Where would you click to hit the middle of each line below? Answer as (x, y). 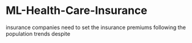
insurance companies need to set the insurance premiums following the (96, 27)
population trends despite (38, 33)
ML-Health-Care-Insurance (76, 11)
